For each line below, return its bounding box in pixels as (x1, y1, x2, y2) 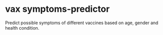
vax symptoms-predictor (5, 3, 110, 15)
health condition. (5, 25, 40, 31)
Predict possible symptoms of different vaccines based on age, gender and (5, 20, 159, 26)
